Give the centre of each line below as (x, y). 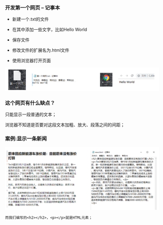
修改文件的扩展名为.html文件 (41, 50)
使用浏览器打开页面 (31, 61)
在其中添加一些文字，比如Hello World (50, 30)
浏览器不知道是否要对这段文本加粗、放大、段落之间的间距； (65, 125)
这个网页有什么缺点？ (30, 103)
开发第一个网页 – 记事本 (32, 7)
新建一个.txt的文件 (30, 19)
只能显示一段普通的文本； (31, 114)
